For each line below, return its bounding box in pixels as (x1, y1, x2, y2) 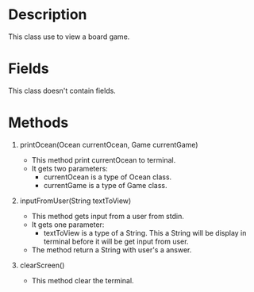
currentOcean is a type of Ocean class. (43, 172, 172, 182)
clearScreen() (19, 260, 65, 270)
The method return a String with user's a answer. (31, 244, 192, 255)
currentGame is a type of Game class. (43, 180, 168, 190)
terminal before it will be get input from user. (43, 236, 189, 246)
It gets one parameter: (31, 220, 105, 229)
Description (8, 6, 87, 24)
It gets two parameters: (31, 163, 109, 173)
